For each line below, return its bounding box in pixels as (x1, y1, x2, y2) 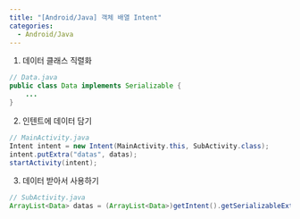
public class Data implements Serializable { (9, 81, 181, 90)
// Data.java (9, 73, 58, 82)
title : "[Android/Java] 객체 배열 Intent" (9, 13, 162, 22)
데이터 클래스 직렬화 (21, 55, 92, 66)
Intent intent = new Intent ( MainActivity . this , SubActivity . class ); (9, 141, 270, 150)
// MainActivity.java (9, 133, 90, 142)
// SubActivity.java (9, 193, 87, 202)
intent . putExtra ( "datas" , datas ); (9, 149, 138, 159)
